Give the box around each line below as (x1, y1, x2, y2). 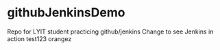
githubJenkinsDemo (7, 5, 125, 21)
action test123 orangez (7, 34, 72, 42)
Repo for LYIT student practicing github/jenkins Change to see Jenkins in (7, 27, 214, 36)
